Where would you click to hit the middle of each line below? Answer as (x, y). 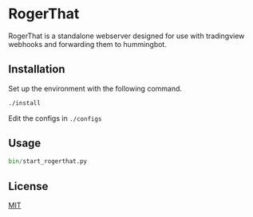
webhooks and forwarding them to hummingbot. (88, 44)
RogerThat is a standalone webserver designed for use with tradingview (126, 36)
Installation (37, 70)
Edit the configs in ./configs (55, 118)
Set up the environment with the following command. (95, 88)
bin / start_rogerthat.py (48, 161)
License (28, 186)
